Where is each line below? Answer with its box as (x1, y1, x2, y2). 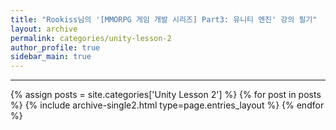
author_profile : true (10, 42, 101, 53)
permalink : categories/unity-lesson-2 (10, 33, 172, 43)
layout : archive (10, 24, 78, 34)
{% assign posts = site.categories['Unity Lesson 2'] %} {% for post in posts (10, 89, 322, 101)
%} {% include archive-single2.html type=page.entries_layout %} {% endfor (10, 99, 325, 111)
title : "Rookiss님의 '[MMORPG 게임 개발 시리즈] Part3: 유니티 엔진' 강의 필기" (10, 14, 318, 25)
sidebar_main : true (10, 52, 92, 62)
